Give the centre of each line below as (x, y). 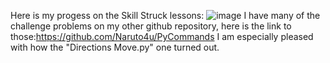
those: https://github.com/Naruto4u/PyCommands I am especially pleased (162, 36)
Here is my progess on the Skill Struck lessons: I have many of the (165, 15)
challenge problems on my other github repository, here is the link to (151, 26)
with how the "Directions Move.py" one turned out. (115, 47)
